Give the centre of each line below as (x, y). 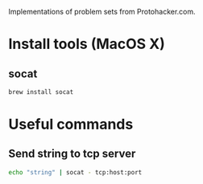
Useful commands (71, 125)
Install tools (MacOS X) (87, 44)
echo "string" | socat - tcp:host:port (75, 172)
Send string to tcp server (72, 154)
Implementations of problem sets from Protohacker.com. (102, 12)
